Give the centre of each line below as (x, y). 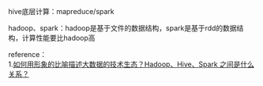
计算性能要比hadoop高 (59, 38)
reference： (28, 54)
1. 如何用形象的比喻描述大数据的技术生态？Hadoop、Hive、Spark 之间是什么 (131, 64)
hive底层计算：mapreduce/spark (61, 11)
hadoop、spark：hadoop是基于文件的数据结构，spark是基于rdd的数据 (122, 28)
